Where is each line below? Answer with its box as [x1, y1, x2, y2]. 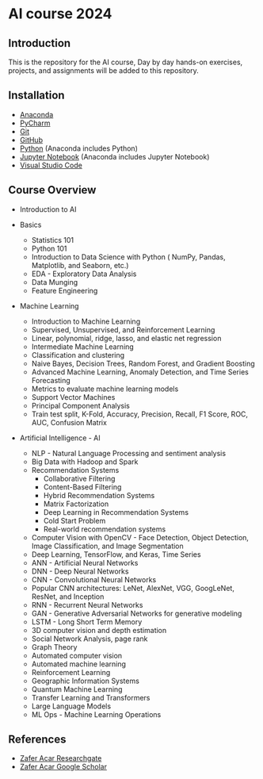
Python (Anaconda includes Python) [19, 144, 139, 153]
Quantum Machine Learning [31, 684, 123, 694]
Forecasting [31, 375, 71, 385]
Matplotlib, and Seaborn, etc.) [31, 260, 129, 270]
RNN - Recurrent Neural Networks [31, 600, 143, 609]
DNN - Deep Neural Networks [31, 566, 129, 576]
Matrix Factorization [43, 499, 109, 508]
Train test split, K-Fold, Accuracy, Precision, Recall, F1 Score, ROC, [31, 409, 248, 419]
